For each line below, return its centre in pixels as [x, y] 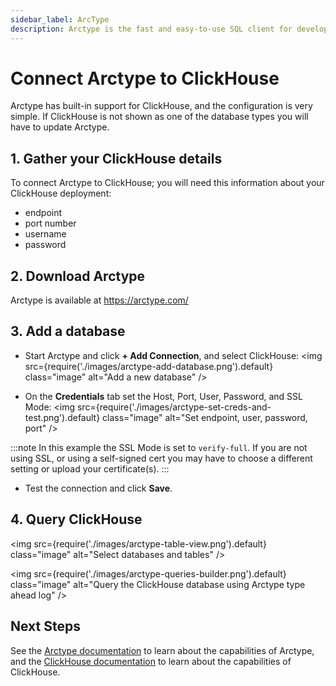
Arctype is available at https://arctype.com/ [99, 300]
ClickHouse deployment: [61, 193]
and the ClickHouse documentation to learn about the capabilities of [151, 661]
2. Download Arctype [78, 276]
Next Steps [45, 626]
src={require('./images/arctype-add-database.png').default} [149, 366]
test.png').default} [62, 417]
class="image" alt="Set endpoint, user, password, [205, 417]
